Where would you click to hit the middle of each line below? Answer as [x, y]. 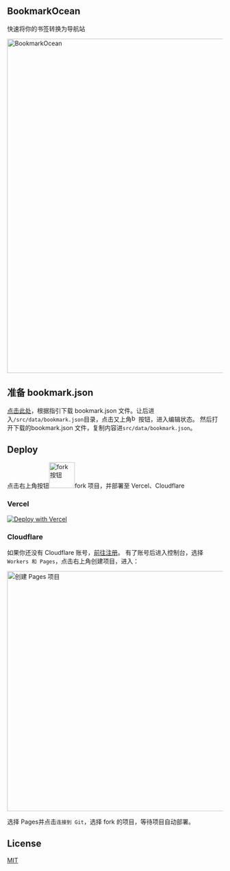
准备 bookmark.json [50, 393]
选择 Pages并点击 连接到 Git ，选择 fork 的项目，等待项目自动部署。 [101, 822]
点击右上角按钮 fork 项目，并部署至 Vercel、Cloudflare [96, 486]
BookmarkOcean [44, 11]
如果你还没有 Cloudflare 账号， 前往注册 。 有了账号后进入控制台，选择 [105, 553]
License [24, 844]
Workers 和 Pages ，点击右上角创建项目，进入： [73, 561]
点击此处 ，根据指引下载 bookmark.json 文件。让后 [78, 410]
